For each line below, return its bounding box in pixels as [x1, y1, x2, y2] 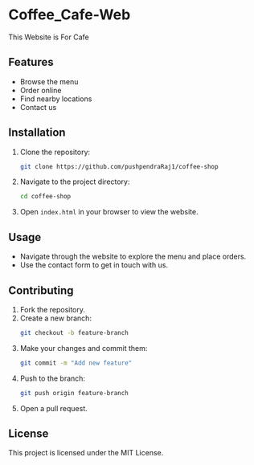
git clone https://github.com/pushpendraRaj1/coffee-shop [19, 162, 219, 170]
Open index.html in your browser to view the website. [19, 207, 199, 217]
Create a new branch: [19, 313, 92, 323]
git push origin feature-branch [19, 389, 129, 397]
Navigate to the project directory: [19, 177, 130, 186]
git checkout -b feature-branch [19, 328, 129, 337]
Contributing [8, 283, 74, 297]
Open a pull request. [19, 403, 88, 413]
